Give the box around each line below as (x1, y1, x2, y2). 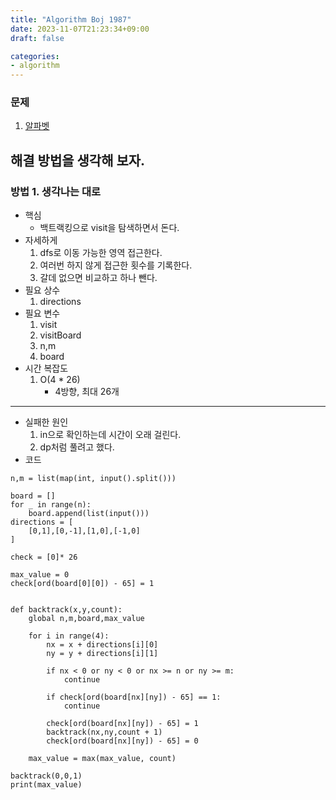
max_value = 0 (10, 570, 70, 580)
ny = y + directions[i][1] (46, 649, 159, 659)
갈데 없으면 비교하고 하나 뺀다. (39, 272, 158, 284)
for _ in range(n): (10, 500, 92, 510)
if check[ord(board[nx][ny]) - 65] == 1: (46, 692, 222, 703)
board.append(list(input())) (28, 509, 150, 519)
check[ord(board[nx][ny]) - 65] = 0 (46, 736, 199, 746)
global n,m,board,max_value (28, 614, 145, 624)
